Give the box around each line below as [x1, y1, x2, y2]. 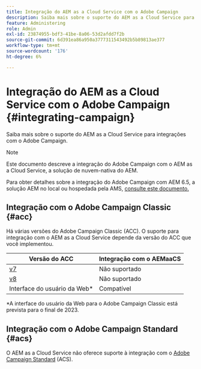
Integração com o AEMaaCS [98, 254, 181, 263]
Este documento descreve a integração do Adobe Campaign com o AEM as [6, 160, 193, 168]
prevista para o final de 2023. [6, 306, 79, 314]
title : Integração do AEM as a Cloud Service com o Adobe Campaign [6, 8, 179, 15]
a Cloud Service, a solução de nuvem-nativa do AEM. [6, 166, 139, 174]
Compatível [98, 285, 131, 293]
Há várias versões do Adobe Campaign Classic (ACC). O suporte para [6, 227, 179, 235]
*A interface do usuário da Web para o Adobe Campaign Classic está [6, 300, 178, 307]
